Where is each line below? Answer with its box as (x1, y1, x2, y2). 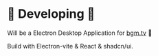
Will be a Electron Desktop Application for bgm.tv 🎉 (7, 29, 153, 37)
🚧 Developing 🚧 (7, 6, 95, 22)
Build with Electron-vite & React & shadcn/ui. (7, 42, 134, 50)
